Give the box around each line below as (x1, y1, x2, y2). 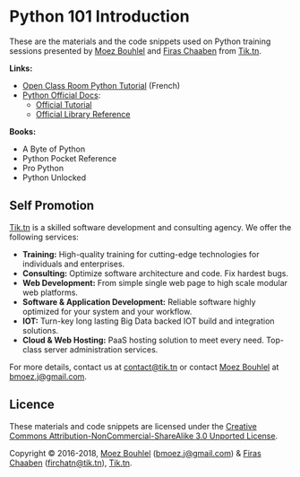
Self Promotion (9, 198, 95, 213)
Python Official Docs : (21, 90, 101, 100)
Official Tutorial (35, 99, 92, 109)
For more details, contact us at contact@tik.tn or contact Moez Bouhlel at (9, 361, 279, 372)
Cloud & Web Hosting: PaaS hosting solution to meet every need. (21, 334, 264, 345)
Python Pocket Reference (21, 152, 117, 163)
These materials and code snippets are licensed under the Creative (9, 421, 257, 431)
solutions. (21, 325, 59, 335)
